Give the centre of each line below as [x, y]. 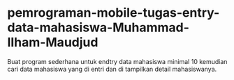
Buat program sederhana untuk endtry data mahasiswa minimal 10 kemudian [117, 61]
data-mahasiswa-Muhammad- [98, 27]
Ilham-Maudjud [53, 42]
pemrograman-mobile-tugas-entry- [114, 13]
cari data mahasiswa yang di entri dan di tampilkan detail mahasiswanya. [112, 69]
